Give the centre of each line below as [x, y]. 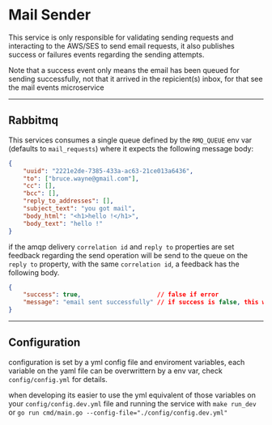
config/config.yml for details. [58, 379]
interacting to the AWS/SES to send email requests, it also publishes [121, 45]
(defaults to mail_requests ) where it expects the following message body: [131, 148]
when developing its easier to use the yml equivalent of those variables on [132, 395]
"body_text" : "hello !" [63, 223]
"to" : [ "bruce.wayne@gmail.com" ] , [81, 178]
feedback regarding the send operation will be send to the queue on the [128, 255]
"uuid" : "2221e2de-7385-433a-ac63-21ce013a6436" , [108, 171]
